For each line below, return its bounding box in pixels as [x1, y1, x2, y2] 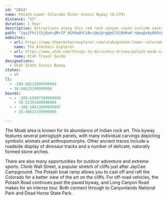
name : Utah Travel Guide [14, 53, 66, 59]
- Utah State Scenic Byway [9, 63, 66, 68]
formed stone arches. [5, 148, 49, 155]
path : [5, 30, 16, 35]
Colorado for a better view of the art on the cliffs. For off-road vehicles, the [5, 174, 159, 180]
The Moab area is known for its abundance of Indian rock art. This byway [5, 127, 155, 133]
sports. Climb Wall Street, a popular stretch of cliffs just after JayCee [5, 163, 146, 170]
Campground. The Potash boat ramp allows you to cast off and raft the [5, 169, 150, 175]
